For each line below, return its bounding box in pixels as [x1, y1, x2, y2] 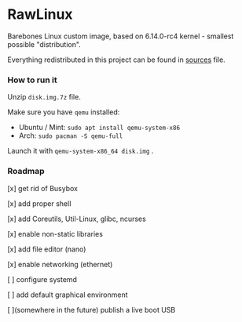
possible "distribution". [7, 39, 82, 49]
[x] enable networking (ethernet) [7, 259, 113, 269]
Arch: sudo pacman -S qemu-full [18, 131, 123, 140]
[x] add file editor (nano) [7, 244, 86, 254]
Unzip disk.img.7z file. [7, 92, 82, 102]
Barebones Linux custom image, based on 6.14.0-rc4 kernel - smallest [7, 31, 234, 41]
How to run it [7, 74, 57, 85]
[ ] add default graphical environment [7, 290, 128, 299]
